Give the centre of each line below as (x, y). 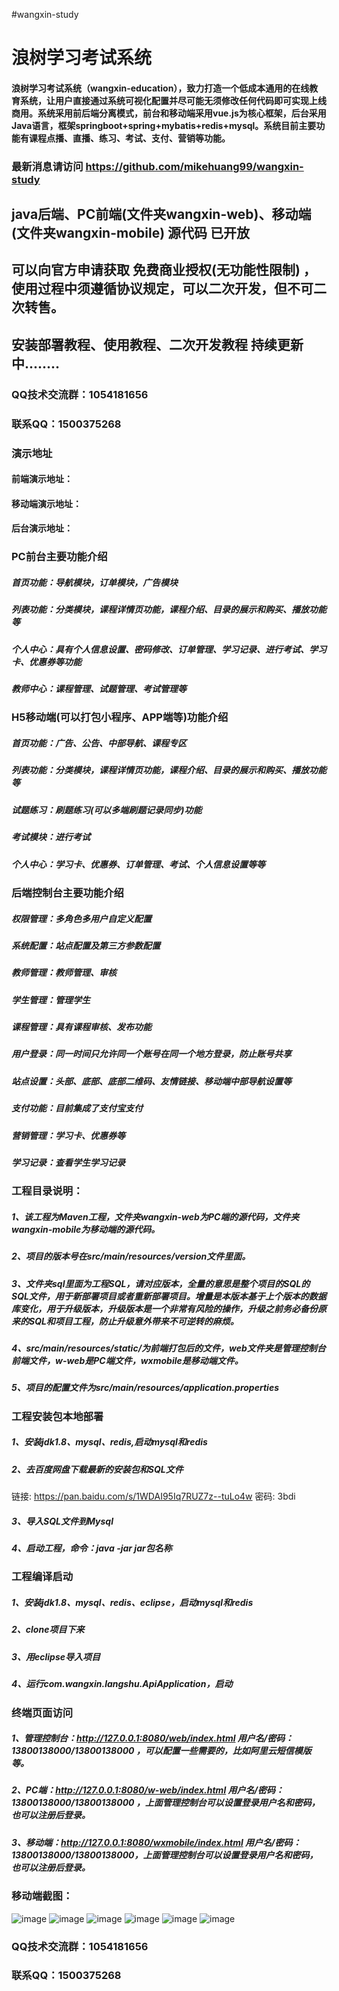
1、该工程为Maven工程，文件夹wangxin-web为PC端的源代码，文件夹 (155, 1216)
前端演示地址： (42, 479)
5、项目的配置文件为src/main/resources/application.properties (145, 1388)
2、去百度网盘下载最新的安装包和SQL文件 (97, 1469)
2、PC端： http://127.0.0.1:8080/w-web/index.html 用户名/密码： (147, 1790)
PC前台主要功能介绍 (59, 557)
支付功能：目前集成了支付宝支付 (77, 1108)
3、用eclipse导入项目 (56, 1656)
